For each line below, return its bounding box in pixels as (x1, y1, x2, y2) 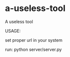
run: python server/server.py (5, 46, 62, 52)
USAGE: (5, 28, 21, 34)
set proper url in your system (5, 37, 63, 43)
